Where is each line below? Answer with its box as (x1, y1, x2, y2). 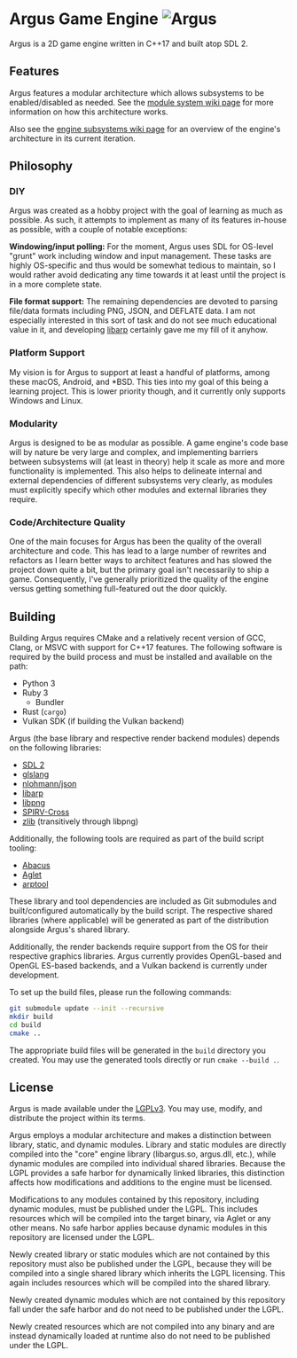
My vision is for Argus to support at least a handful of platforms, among (9, 366, 270, 377)
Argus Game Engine (9, 9, 160, 29)
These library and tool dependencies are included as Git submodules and (9, 896, 277, 907)
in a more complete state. (9, 279, 103, 290)
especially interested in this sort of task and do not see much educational (9, 315, 277, 326)
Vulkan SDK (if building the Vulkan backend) (21, 716, 184, 726)
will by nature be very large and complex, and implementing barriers (9, 447, 259, 458)
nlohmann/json (21, 779, 77, 789)
